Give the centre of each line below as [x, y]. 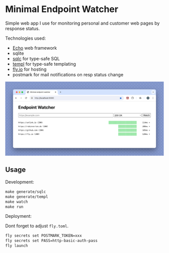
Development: [20, 182]
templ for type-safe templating [44, 64]
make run [14, 207]
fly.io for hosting [29, 69]
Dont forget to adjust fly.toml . [37, 226]
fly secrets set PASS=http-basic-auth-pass [52, 240]
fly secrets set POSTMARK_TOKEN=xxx [44, 235]
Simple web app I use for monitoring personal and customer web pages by [82, 23]
